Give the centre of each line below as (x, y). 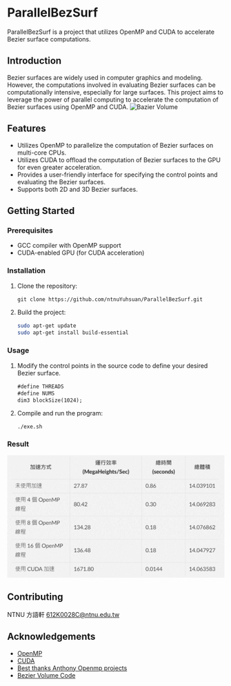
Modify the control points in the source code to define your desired (112, 365)
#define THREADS (40, 386)
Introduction (34, 61)
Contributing (35, 597)
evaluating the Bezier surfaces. (61, 182)
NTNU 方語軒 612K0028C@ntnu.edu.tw (63, 614)
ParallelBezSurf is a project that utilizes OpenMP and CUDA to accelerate (111, 32)
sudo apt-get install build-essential (73, 333)
